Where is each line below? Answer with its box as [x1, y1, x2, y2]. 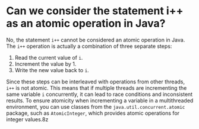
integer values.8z [6, 115, 49, 122]
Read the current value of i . [14, 54, 83, 61]
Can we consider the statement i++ [6, 4, 184, 18]
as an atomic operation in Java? [6, 17, 166, 30]
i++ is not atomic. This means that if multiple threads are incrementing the [6, 84, 187, 91]
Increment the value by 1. [14, 60, 77, 67]
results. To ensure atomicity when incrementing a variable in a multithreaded [6, 96, 194, 104]
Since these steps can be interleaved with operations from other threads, [6, 78, 185, 85]
